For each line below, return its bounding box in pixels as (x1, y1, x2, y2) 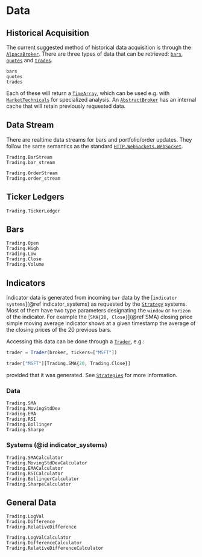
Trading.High (6, 246, 39, 252)
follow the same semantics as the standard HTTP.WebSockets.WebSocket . (6, 142, 183, 150)
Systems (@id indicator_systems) (6, 441, 107, 449)
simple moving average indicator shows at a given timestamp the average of (6, 320, 196, 327)
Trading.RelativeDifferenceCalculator (6, 545, 104, 552)
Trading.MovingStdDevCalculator (6, 460, 87, 466)
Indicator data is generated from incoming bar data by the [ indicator (6, 294, 178, 302)
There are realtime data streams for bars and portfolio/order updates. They (6, 136, 192, 143)
